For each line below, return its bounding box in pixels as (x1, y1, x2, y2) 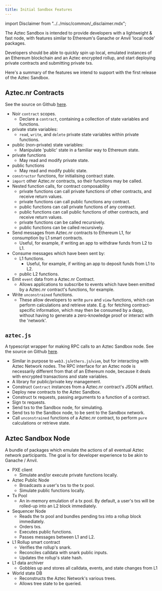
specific (19, 307, 35, 313)
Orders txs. (19, 524, 42, 530)
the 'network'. (19, 318, 47, 323)
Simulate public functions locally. (19, 487, 86, 494)
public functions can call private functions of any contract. (19, 204, 136, 210)
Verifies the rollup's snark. (19, 544, 72, 550)
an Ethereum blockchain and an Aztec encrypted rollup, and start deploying (5, 54, 156, 61)
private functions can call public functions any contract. (19, 199, 131, 205)
